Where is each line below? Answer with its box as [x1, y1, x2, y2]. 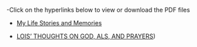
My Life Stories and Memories [16, 19, 103, 27]
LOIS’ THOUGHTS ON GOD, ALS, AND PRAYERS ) [16, 32, 156, 40]
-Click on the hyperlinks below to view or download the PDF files [6, 6, 190, 14]
